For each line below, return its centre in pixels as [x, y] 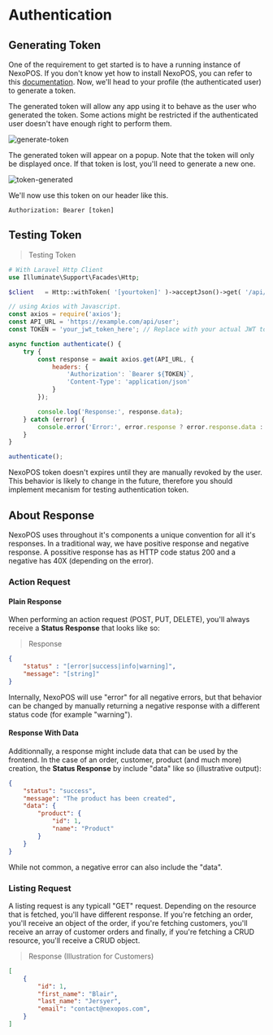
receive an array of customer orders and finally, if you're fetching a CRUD [131, 932]
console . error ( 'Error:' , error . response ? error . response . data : [151, 427]
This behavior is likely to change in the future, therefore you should [121, 481]
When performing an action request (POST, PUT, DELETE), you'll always [129, 620]
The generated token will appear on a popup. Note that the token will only [131, 155]
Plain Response [35, 601]
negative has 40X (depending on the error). [81, 561]
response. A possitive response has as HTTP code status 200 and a [122, 552]
